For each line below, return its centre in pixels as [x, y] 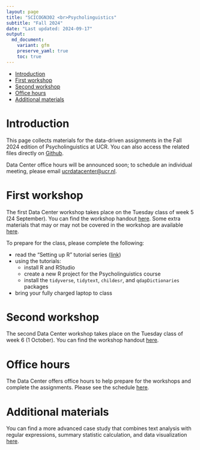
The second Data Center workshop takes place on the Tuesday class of [95, 334]
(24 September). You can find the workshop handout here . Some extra [93, 218]
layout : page [23, 12]
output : [16, 34]
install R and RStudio [49, 267]
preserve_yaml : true [43, 51]
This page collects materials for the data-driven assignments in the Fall [94, 140]
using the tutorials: [38, 261]
